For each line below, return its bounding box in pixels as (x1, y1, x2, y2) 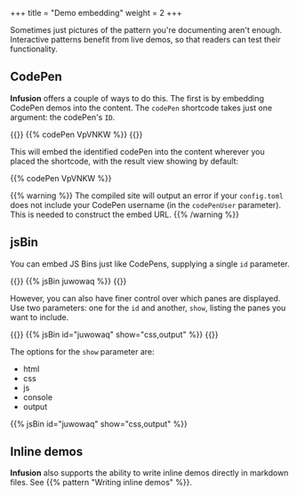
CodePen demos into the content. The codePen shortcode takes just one (10, 102, 273, 113)
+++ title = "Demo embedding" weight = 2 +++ (10, 8, 182, 18)
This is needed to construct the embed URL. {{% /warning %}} (10, 209, 239, 220)
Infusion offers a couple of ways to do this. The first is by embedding (10, 92, 265, 103)
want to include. (10, 311, 69, 323)
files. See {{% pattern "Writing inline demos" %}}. (10, 477, 192, 488)
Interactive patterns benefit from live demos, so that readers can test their (10, 35, 281, 44)
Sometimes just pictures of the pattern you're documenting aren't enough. (10, 25, 283, 35)
